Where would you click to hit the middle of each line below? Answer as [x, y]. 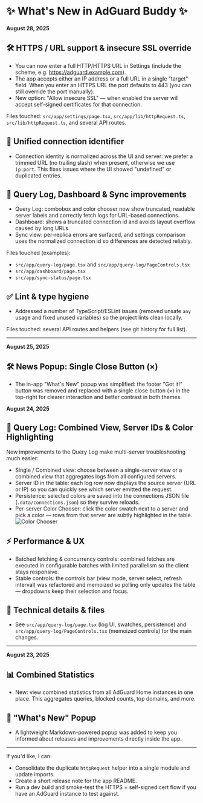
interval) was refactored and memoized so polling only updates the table [105, 584]
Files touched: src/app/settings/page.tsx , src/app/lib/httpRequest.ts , [96, 116]
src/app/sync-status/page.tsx [53, 278]
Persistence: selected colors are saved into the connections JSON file [102, 495]
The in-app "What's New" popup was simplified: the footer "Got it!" [99, 384]
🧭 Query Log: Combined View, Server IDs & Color [100, 428]
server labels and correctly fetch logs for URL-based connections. [97, 216]
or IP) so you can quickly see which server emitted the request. [94, 489]
